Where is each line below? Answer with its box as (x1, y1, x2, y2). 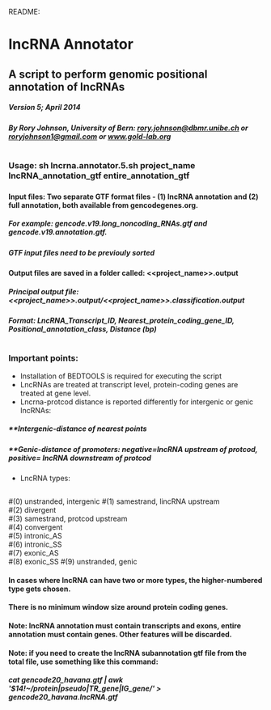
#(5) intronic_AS (8, 531, 62, 541)
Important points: (8, 353, 78, 364)
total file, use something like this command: (8, 657, 159, 666)
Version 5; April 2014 (8, 103, 81, 112)
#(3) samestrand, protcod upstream (8, 513, 128, 524)
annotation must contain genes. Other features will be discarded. (8, 630, 232, 640)
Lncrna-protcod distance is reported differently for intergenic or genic (19, 396, 253, 407)
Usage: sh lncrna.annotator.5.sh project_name (8, 159, 196, 171)
